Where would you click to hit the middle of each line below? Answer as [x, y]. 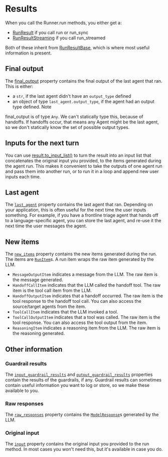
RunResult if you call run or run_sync [50, 32]
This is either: [19, 86]
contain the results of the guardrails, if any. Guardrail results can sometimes [83, 380]
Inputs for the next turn [42, 143]
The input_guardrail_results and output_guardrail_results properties [79, 374]
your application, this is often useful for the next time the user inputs [76, 210]
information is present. [28, 53]
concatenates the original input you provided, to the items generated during [83, 160]
